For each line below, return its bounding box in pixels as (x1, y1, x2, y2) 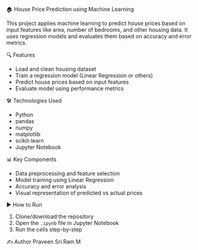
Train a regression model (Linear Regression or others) (15, 72, 153, 79)
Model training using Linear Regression (15, 176, 114, 184)
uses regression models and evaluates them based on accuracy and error (6, 33, 192, 40)
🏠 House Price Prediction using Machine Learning (6, 5, 134, 13)
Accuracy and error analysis (15, 183, 87, 190)
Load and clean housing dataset (15, 65, 97, 73)
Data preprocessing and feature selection (15, 170, 120, 177)
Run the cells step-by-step (15, 226, 82, 233)
